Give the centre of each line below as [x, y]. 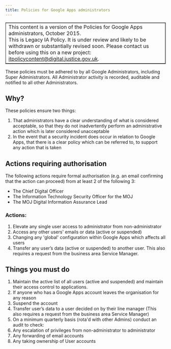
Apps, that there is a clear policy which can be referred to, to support [85, 142]
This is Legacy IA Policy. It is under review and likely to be [77, 40]
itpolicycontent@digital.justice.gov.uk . [54, 59]
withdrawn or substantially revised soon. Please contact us [79, 46]
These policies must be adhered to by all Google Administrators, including [83, 71]
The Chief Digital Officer [38, 191]
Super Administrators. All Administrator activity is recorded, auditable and [82, 77]
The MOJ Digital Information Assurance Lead [60, 202]
